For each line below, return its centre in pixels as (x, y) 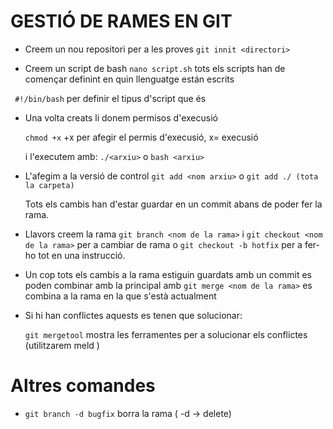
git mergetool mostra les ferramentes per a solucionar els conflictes (166, 334)
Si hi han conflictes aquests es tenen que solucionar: (133, 315)
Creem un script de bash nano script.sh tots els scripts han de (155, 68)
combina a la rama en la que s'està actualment (120, 296)
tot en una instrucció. (82, 255)
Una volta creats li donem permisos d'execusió (121, 117)
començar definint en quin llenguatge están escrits (129, 79)
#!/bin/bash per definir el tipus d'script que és (110, 98)
